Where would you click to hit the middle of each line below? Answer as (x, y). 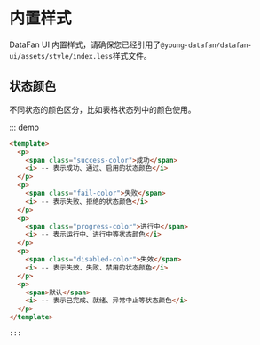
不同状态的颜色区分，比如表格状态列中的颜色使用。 (102, 109)
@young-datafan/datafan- (206, 45)
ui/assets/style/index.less (61, 56)
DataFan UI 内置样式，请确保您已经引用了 (85, 44)
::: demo (24, 127)
